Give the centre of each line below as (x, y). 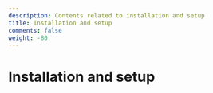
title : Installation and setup (60, 23)
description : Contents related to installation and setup (106, 15)
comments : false (35, 30)
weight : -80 (28, 38)
